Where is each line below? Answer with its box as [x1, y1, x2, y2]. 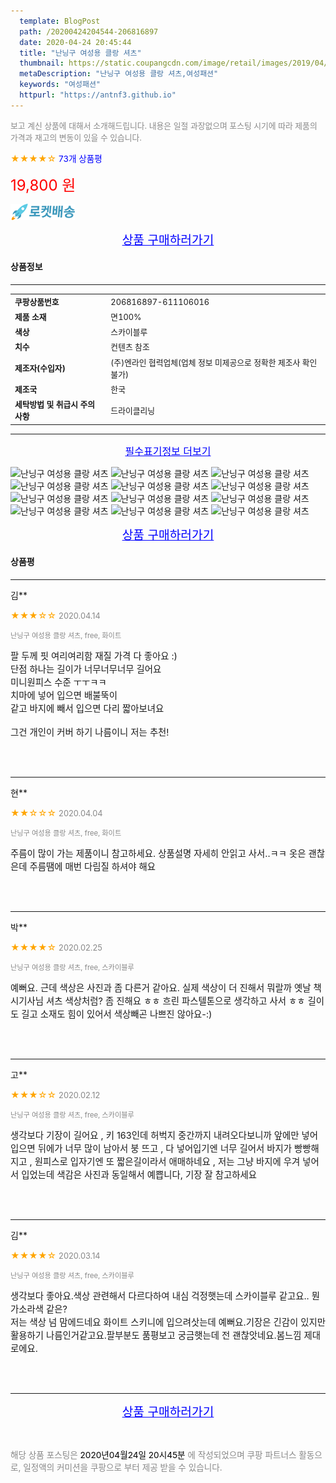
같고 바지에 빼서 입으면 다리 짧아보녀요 [10, 702, 165, 714]
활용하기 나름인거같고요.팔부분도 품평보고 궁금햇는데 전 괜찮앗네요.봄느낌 [10, 1329, 302, 1341]
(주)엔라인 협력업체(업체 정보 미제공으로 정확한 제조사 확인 [110, 357, 318, 368]
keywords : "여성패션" [19, 80, 102, 90]
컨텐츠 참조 [110, 342, 150, 353]
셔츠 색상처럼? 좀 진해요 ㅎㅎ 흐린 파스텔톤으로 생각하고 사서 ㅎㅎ [46, 995, 306, 1007]
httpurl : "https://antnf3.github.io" [19, 90, 177, 100]
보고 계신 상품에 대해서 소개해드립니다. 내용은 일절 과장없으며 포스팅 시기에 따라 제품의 [10, 120, 318, 131]
